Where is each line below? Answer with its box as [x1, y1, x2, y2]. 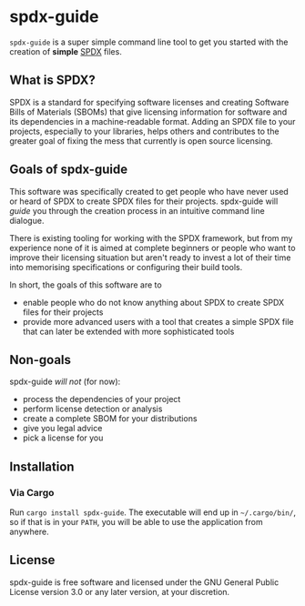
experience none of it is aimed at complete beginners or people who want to [9, 242, 296, 253]
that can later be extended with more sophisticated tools [22, 326, 235, 337]
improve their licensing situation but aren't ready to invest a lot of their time [9, 252, 291, 263]
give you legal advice [22, 423, 103, 434]
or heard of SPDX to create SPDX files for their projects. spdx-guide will [9, 196, 279, 207]
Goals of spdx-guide [9, 162, 128, 177]
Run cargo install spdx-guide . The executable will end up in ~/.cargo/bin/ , [9, 507, 296, 518]
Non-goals [9, 352, 71, 368]
